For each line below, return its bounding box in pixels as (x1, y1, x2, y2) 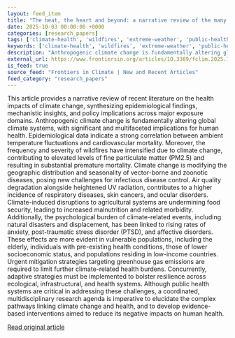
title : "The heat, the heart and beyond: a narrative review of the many (7, 17, 227, 24)
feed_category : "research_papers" (7, 75, 108, 82)
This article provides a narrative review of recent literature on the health (7, 94, 215, 103)
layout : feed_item (7, 10, 61, 17)
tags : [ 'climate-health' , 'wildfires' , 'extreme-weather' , (7, 36, 183, 43)
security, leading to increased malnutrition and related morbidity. (7, 205, 194, 214)
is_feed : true (7, 62, 49, 69)
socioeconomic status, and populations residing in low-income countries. (7, 250, 219, 258)
